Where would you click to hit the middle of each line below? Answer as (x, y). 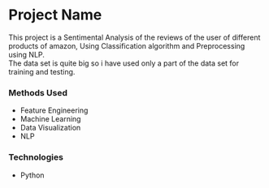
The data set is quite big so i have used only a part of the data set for (124, 63)
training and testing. (42, 71)
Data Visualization (50, 128)
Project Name (55, 15)
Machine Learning (50, 119)
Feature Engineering (54, 110)
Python (32, 175)
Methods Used (38, 92)
